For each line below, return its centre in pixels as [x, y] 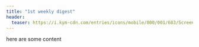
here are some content [34, 39]
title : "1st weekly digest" [41, 11]
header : [16, 17]
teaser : [21, 22]
